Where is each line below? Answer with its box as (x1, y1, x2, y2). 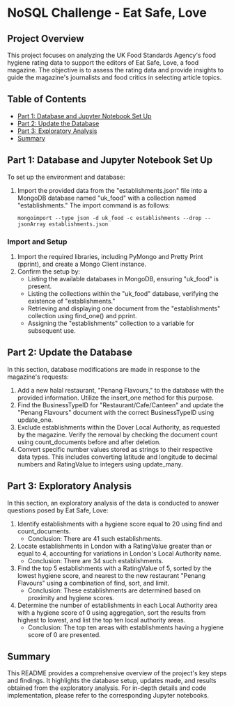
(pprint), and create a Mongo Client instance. (17, 260, 147, 268)
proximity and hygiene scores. (27, 593, 115, 602)
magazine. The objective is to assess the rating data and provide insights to (7, 66, 224, 74)
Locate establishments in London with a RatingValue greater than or (17, 542, 212, 550)
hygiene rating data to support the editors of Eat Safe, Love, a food (7, 58, 199, 67)
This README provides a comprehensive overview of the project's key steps (7, 669, 227, 677)
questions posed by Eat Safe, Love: (7, 506, 109, 515)
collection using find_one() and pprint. (27, 311, 137, 320)
